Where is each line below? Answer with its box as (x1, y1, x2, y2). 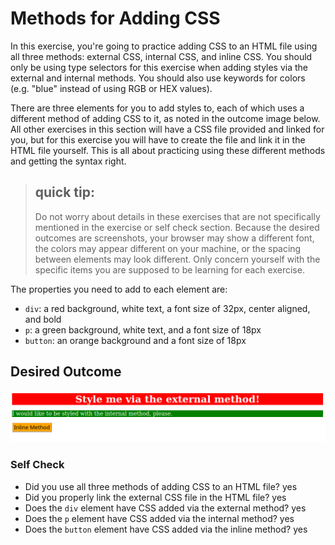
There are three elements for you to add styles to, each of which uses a (10, 102, 305, 114)
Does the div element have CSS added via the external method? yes (24, 502, 307, 514)
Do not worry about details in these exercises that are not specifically (34, 210, 321, 222)
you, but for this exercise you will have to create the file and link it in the (10, 133, 306, 146)
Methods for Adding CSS (10, 7, 221, 30)
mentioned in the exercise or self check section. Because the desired (34, 221, 320, 233)
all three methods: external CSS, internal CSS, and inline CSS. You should (10, 50, 313, 62)
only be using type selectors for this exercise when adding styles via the (10, 61, 309, 73)
